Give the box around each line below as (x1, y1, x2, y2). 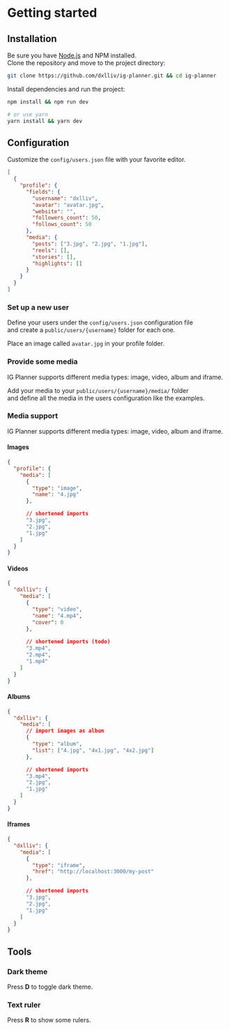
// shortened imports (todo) (25, 638, 111, 645)
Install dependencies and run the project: (7, 85, 125, 93)
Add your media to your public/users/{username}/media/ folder (7, 386, 189, 394)
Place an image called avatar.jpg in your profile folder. (7, 339, 165, 348)
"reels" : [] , (32, 247, 70, 254)
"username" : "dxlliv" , (32, 194, 98, 202)
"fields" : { (25, 188, 61, 195)
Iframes (7, 820, 31, 829)
